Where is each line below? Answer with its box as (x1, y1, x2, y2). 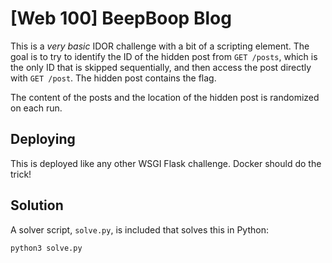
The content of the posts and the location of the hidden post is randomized (10, 91, 320, 103)
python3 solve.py (10, 243, 83, 253)
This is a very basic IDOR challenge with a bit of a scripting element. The (10, 40, 310, 52)
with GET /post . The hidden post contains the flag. (10, 72, 217, 84)
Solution (10, 197, 64, 214)
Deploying (10, 131, 76, 148)
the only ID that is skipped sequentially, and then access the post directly (10, 61, 312, 73)
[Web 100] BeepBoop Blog (10, 7, 232, 30)
